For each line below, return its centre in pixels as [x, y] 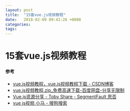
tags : [11, 29]
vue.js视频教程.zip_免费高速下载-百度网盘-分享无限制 [68, 90]
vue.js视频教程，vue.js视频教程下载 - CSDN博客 [63, 84]
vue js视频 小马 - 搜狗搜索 [40, 103]
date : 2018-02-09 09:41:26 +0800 [43, 19]
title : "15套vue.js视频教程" [36, 15]
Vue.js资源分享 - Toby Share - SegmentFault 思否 [64, 96]
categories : [18, 24]
